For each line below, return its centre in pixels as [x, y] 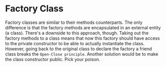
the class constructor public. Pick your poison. [53, 59]
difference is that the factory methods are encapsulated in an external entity [83, 27]
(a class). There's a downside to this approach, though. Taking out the [77, 33]
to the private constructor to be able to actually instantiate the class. [75, 43]
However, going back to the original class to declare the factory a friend [79, 49]
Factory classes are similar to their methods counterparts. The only [74, 22]
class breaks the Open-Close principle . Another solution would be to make [82, 54]
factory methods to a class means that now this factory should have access [83, 38]
